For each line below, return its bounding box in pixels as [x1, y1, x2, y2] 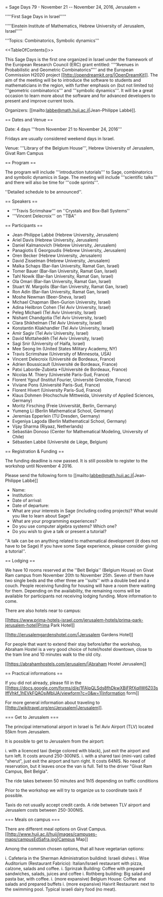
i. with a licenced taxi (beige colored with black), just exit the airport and [5, 748, 150, 753]
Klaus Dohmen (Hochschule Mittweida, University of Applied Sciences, [12, 392, 155, 398]
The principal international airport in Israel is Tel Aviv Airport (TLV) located [5, 724, 154, 729]
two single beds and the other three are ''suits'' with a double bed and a [5, 577, 149, 583]
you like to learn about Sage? [12, 513, 71, 518]
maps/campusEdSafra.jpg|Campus [5, 837, 75, 842]
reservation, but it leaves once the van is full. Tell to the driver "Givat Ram [5, 763, 152, 769]
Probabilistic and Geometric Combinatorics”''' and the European [5, 67, 134, 73]
